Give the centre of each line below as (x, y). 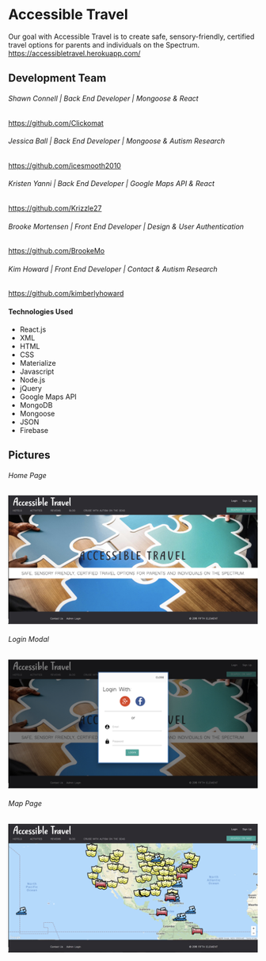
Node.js (32, 380)
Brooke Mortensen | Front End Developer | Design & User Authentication (126, 226)
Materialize (38, 363)
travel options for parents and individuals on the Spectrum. (104, 44)
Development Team (57, 78)
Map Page (25, 803)
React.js (33, 329)
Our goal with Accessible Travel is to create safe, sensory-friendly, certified (131, 36)
